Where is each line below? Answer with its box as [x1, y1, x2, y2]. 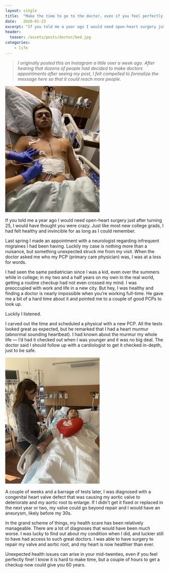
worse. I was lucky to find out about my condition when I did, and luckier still [5, 530, 164, 537]
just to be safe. [5, 347, 36, 353]
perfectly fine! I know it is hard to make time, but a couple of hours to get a [5, 556, 160, 562]
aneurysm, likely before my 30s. [5, 510, 72, 516]
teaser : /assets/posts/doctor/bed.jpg [10, 35, 92, 40]
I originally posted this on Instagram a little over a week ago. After [17, 60, 155, 66]
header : [5, 29, 22, 35]
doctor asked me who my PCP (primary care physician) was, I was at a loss [5, 254, 161, 260]
